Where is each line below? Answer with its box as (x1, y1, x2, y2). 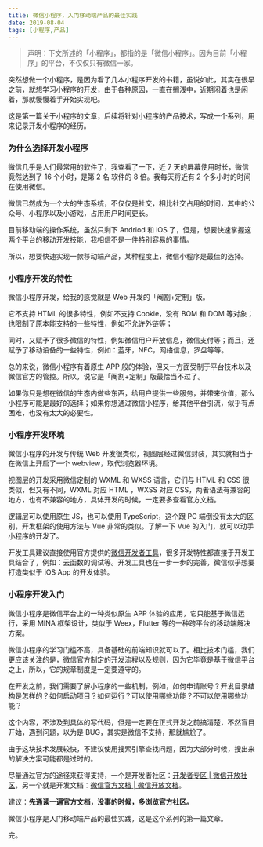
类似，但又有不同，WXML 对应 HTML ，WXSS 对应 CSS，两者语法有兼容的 (8, 485, 250, 495)
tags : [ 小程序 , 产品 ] (8, 26, 69, 34)
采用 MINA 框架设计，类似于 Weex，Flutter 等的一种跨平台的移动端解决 (21, 618, 251, 628)
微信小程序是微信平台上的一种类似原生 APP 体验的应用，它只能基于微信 (8, 608, 239, 618)
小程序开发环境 (8, 429, 65, 440)
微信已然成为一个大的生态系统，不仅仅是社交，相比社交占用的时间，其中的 (8, 198, 248, 208)
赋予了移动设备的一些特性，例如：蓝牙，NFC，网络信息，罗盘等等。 (8, 345, 229, 354)
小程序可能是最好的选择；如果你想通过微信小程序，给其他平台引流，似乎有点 (8, 398, 255, 407)
